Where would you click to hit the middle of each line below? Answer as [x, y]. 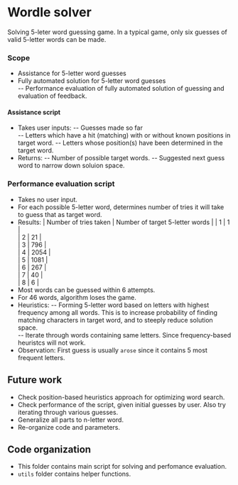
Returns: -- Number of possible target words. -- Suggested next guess [121, 158]
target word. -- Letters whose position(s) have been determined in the [120, 143]
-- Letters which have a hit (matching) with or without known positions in [124, 135]
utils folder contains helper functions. [74, 474]
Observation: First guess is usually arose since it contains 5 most [112, 350]
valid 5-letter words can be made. [57, 39]
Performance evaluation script [61, 184]
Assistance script [34, 112]
